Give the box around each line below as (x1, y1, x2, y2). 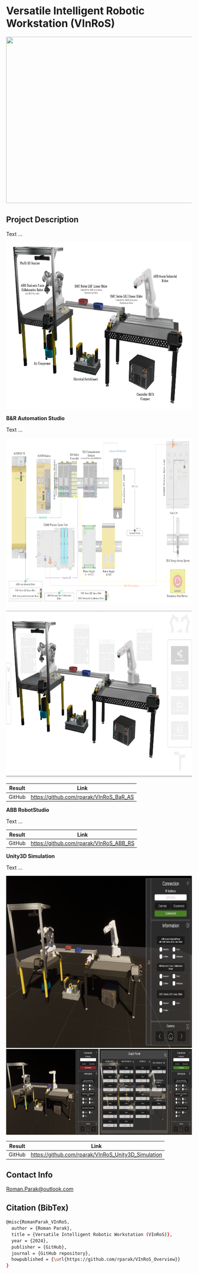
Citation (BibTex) (6, 1202, 69, 1212)
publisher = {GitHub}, (11, 1244, 67, 1250)
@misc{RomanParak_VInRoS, (6, 1219, 70, 1225)
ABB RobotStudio (6, 807, 49, 813)
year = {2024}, (11, 1238, 49, 1244)
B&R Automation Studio (6, 414, 65, 421)
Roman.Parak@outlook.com (6, 1185, 74, 1193)
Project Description (6, 215, 79, 225)
